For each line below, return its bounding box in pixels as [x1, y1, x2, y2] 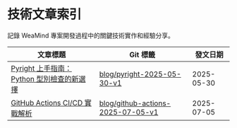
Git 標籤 [129, 50, 156, 59]
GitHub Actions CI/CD [11, 98, 83, 107]
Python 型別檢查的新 [11, 74, 79, 83]
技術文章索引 [7, 6, 83, 23]
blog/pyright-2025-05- [99, 69, 181, 78]
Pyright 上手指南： [11, 63, 73, 73]
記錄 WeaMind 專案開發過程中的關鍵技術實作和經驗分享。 [7, 31, 174, 40]
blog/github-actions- [99, 98, 171, 108]
